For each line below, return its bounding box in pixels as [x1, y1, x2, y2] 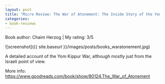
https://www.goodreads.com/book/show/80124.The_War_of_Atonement [5, 73, 150, 79]
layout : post [5, 7, 32, 12]
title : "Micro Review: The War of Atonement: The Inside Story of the [5, 12, 153, 17]
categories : [5, 16, 29, 21]
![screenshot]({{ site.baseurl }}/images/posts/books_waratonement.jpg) [5, 44, 150, 50]
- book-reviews [5, 21, 36, 26]
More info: [5, 68, 26, 74]
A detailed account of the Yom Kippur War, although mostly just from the [5, 54, 152, 59]
